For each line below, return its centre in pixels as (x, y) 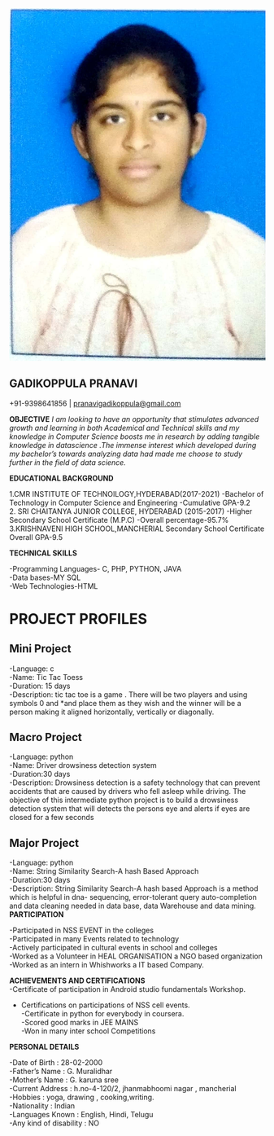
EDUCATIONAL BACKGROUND (61, 478)
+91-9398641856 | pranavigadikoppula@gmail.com (95, 403)
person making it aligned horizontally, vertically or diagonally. (112, 712)
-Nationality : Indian (42, 1106)
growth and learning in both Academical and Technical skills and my (124, 428)
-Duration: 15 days (40, 686)
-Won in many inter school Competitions (88, 1031)
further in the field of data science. (68, 462)
